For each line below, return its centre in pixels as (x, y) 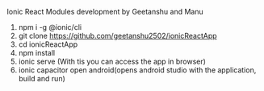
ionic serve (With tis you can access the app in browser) (112, 61)
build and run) (42, 79)
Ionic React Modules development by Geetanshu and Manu (105, 12)
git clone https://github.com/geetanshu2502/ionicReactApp (118, 36)
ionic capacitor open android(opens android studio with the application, (137, 70)
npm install (37, 53)
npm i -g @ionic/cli (50, 27)
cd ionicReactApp (48, 44)
